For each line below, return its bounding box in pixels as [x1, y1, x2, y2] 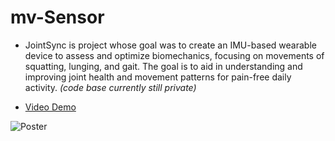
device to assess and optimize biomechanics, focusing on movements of [24, 49, 325, 61]
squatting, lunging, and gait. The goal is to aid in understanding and [24, 60, 303, 72]
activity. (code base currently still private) [24, 81, 197, 93]
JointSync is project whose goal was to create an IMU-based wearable [24, 39, 317, 51]
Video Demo [24, 101, 77, 113]
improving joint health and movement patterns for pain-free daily [24, 71, 292, 83]
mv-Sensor [10, 6, 105, 29]
